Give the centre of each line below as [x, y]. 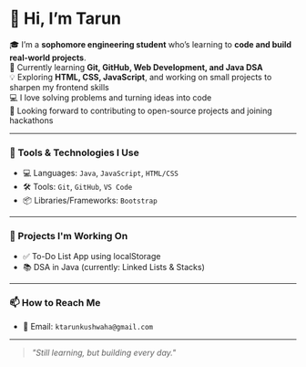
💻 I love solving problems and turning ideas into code [111, 97]
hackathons [31, 120]
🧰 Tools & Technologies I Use [74, 152]
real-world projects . [48, 58]
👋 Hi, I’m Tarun [65, 19]
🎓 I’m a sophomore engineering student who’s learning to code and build [151, 44]
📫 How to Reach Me [55, 303]
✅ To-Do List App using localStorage [92, 256]
